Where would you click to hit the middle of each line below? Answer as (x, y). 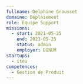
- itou (19, 61)
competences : (22, 67)
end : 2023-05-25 (37, 39)
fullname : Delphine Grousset (42, 12)
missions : (18, 28)
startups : (18, 56)
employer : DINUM (37, 50)
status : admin (34, 45)
